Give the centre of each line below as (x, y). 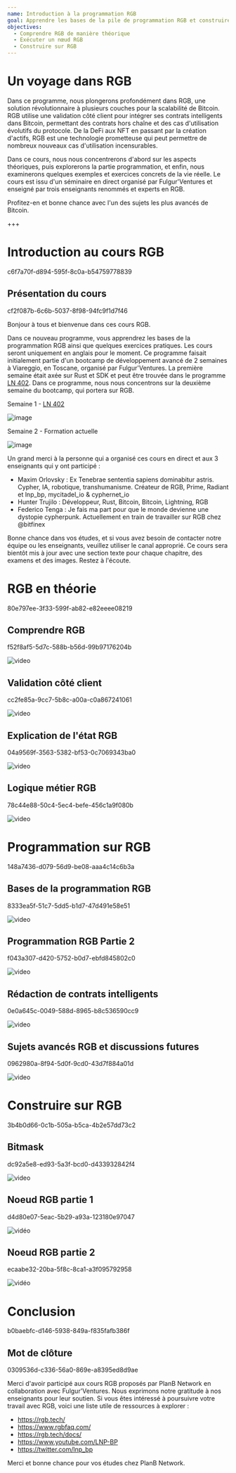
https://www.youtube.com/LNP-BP (67, 1442)
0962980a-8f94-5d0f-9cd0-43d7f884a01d (71, 1064)
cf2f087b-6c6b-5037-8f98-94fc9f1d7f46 (68, 311)
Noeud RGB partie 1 (50, 1200)
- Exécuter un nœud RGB (48, 40)
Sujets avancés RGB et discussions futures (103, 1047)
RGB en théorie (52, 588)
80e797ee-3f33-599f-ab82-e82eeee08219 (70, 608)
